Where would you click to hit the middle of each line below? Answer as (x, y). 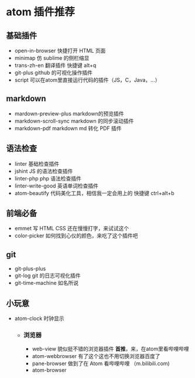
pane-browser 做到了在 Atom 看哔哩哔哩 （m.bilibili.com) (101, 363)
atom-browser (49, 370)
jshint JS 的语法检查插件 (44, 171)
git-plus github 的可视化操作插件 (53, 73)
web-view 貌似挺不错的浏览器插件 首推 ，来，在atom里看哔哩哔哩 (110, 349)
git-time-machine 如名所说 (47, 283)
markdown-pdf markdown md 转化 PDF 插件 (68, 128)
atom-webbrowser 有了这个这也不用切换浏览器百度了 (96, 356)
